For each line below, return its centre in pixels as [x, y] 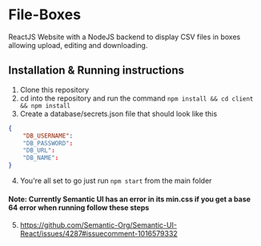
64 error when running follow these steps [79, 207]
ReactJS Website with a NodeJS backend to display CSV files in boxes [124, 37]
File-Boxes [45, 15]
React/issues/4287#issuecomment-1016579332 [98, 234]
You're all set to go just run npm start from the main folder [116, 181]
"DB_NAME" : [41, 158]
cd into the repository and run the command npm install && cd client [137, 98]
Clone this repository [54, 89]
